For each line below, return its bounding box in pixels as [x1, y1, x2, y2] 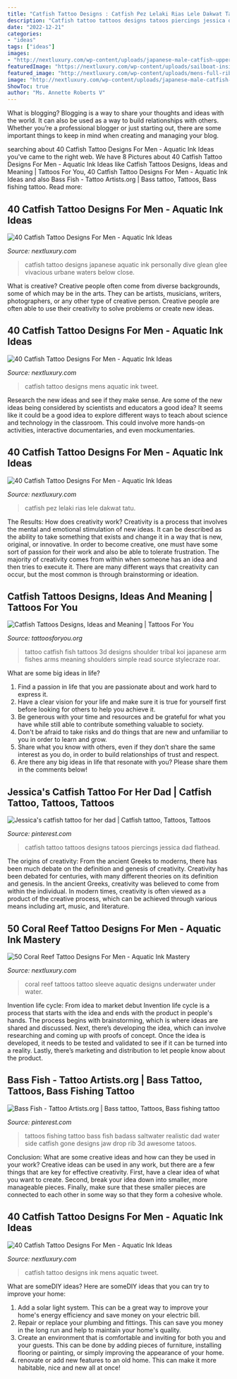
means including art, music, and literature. [7, 902, 130, 910]
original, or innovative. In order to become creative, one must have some [7, 539, 219, 549]
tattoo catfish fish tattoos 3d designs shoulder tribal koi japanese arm [24, 648, 227, 656]
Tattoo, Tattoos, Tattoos [7, 797, 115, 809]
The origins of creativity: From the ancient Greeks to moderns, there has [7, 857, 217, 866]
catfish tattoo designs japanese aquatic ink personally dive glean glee [24, 260, 228, 269]
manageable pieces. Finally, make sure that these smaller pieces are [7, 1183, 206, 1191]
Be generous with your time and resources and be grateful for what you [17, 713, 226, 721]
